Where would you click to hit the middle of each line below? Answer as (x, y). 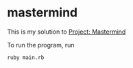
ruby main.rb (26, 57)
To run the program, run (41, 45)
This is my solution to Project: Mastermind (66, 32)
